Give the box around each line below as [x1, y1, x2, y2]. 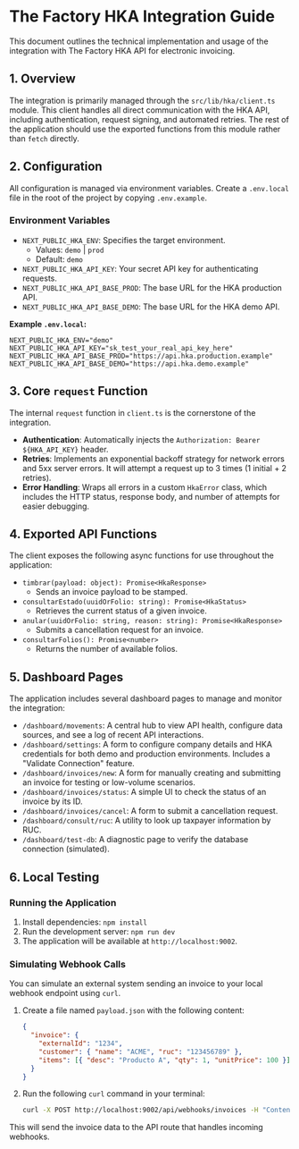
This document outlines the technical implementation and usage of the [9, 36, 270, 46]
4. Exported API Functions [9, 527, 158, 542]
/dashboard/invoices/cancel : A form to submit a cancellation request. [21, 806, 278, 816]
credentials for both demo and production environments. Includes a [21, 748, 270, 759]
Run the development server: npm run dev [21, 925, 176, 936]
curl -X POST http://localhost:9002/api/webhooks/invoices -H [21, 1106, 259, 1115]
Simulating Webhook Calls [9, 958, 127, 970]
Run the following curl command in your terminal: [21, 1088, 205, 1099]
